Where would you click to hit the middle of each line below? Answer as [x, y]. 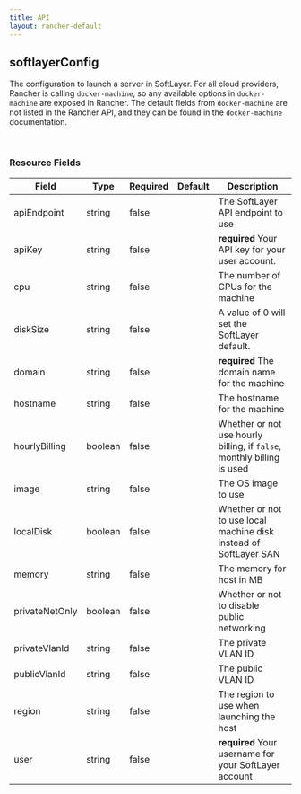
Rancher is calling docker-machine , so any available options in [122, 93]
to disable [239, 605]
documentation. [39, 122]
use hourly [241, 435]
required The [246, 360]
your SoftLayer [249, 764]
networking [242, 628]
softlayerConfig [54, 62]
